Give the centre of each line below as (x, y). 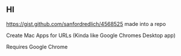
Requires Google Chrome (37, 47)
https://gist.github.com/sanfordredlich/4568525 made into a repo (86, 24)
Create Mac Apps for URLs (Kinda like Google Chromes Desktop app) (91, 35)
